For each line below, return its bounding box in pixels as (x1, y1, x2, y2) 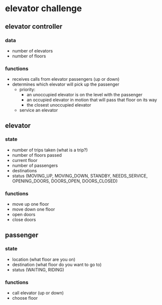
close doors (12, 217, 36, 223)
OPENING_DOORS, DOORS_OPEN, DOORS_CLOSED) (12, 178, 118, 184)
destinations (12, 167, 37, 173)
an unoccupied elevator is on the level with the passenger (26, 92, 143, 98)
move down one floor (12, 206, 55, 212)
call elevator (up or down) (12, 290, 64, 296)
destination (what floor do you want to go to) (12, 261, 102, 268)
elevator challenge (5, 3, 82, 14)
